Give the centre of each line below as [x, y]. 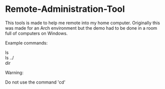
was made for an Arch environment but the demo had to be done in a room [81, 28]
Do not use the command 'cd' [35, 82]
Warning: [14, 72]
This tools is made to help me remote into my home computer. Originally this [83, 23]
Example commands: [26, 43]
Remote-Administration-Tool [65, 9]
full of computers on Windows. [37, 33]
